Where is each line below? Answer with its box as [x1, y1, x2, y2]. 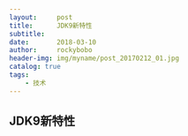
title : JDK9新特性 [9, 21, 93, 30]
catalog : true [9, 63, 62, 72]
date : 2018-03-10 [9, 37, 97, 47]
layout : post [9, 12, 73, 22]
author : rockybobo [9, 46, 93, 55]
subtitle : [9, 29, 46, 38]
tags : [9, 71, 29, 79]
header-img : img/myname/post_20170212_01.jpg [9, 54, 179, 63]
